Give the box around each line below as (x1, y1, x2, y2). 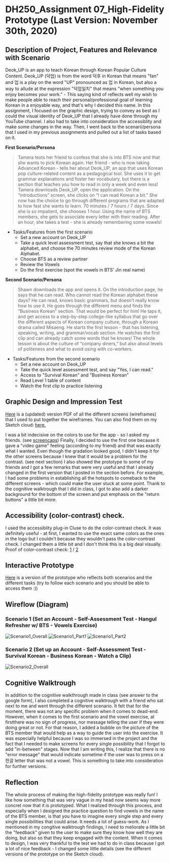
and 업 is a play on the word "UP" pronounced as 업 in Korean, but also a (5, 79, 157, 85)
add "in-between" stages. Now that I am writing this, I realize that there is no (5, 746, 165, 752)
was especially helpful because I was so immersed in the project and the (5, 735, 157, 741)
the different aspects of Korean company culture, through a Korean (17, 319, 158, 325)
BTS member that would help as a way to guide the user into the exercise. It (5, 730, 163, 736)
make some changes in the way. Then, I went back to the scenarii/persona (5, 124, 161, 130)
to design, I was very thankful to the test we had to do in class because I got (5, 840, 165, 846)
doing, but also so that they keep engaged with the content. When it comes (5, 835, 162, 841)
